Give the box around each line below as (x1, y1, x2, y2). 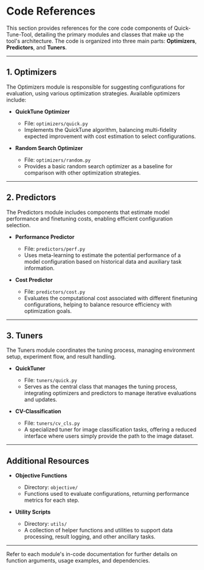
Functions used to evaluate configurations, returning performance (24, 490, 189, 498)
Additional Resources (6, 456, 89, 466)
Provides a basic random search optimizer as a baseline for (24, 162, 173, 170)
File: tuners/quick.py (24, 377, 78, 384)
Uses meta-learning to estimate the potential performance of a (24, 251, 181, 259)
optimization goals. (24, 307, 72, 314)
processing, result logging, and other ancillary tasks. (24, 533, 156, 540)
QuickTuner (15, 365, 46, 372)
